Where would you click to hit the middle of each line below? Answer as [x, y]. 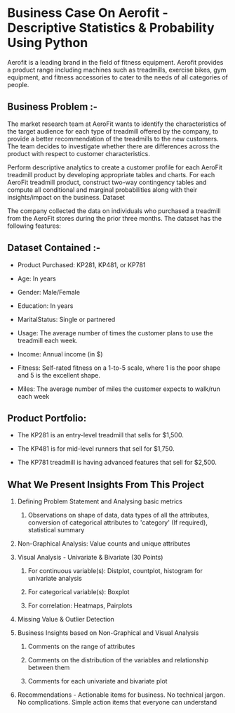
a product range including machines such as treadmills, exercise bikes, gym [117, 70]
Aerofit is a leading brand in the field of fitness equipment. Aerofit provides [115, 62]
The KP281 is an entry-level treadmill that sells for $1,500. [100, 435]
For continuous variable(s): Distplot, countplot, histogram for [115, 571]
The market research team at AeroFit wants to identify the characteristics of [117, 124]
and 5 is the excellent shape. [59, 375]
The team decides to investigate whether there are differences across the [113, 146]
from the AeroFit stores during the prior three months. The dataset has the [115, 218]
